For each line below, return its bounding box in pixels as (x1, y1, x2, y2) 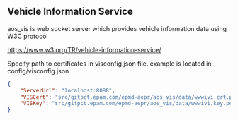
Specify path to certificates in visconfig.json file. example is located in (7, 59, 212, 68)
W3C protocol (7, 32, 48, 40)
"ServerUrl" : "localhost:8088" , (20, 87, 115, 94)
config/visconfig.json (7, 66, 69, 75)
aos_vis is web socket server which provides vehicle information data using (7, 24, 227, 32)
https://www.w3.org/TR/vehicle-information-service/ (7, 45, 161, 54)
